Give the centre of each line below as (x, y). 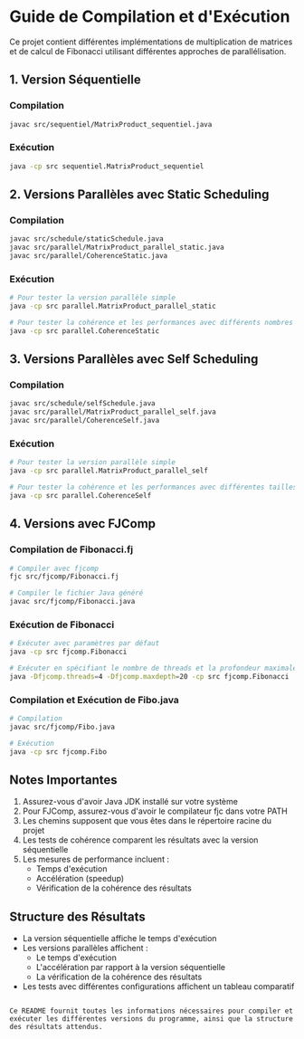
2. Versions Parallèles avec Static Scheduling (139, 195)
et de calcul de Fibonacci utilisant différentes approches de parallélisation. (148, 51)
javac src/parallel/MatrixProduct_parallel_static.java (117, 248)
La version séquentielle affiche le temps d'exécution (119, 939)
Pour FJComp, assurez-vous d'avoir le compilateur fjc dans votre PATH (155, 811)
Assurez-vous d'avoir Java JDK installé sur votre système (130, 802)
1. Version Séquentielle (76, 80)
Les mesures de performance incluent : (96, 859)
